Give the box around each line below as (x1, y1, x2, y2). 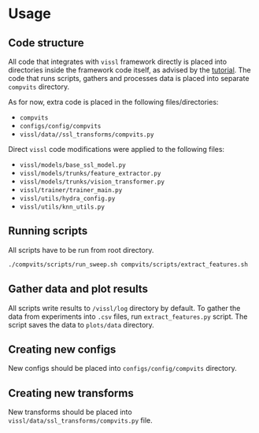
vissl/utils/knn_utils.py (19, 203, 105, 211)
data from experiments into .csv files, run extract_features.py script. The (8, 312, 248, 321)
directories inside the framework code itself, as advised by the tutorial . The (8, 65, 252, 75)
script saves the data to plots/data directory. (8, 320, 155, 329)
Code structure (8, 36, 84, 50)
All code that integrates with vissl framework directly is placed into (8, 57, 227, 66)
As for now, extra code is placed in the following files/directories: (8, 98, 219, 106)
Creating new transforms (8, 387, 134, 400)
